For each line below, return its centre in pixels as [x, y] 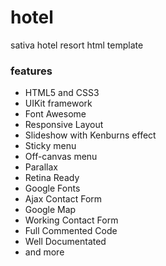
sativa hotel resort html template [77, 45]
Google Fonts [52, 188]
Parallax [41, 167]
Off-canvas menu [61, 157]
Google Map [50, 210]
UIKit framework [58, 103]
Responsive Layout [64, 125]
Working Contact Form [71, 220]
